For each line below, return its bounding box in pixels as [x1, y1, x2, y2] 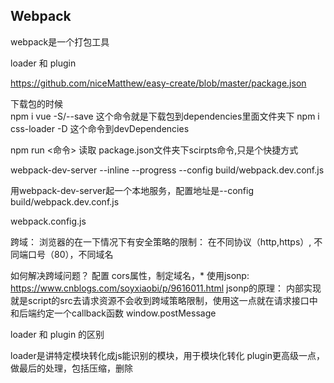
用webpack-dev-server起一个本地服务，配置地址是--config [10, 184, 254, 196]
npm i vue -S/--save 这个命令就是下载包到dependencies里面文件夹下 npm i [10, 110, 320, 122]
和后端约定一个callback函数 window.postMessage [10, 307, 217, 319]
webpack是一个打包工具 [10, 35, 110, 48]
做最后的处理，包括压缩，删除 [10, 362, 133, 374]
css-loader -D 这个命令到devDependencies [10, 122, 190, 134]
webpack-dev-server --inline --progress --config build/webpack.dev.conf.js [10, 164, 325, 176]
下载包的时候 [10, 97, 63, 109]
